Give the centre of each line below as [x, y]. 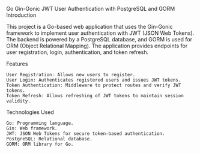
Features [17, 64]
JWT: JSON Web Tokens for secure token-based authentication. [86, 134]
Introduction [21, 15]
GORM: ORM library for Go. [40, 144]
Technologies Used [30, 112]
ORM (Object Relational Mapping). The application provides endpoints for [97, 46]
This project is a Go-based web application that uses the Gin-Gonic [89, 27]
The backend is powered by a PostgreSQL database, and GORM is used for [99, 39]
